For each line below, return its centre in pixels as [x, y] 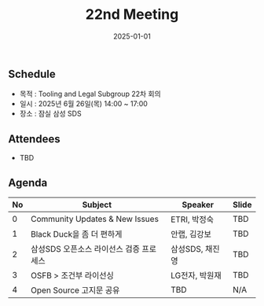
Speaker [198, 205]
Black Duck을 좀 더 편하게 [77, 234]
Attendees [34, 139]
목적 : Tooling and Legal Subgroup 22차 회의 [90, 94]
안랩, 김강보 [191, 234]
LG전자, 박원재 [196, 275]
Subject [97, 205]
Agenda [28, 182]
